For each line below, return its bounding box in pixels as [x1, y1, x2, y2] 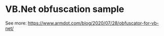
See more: [5, 20, 27, 26]
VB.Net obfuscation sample [5, 3, 124, 15]
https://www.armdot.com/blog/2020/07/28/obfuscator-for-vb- [27, 20, 159, 26]
